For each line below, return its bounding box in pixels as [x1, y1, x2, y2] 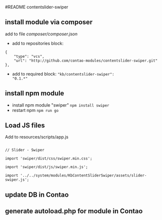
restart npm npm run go [12, 107, 59, 113]
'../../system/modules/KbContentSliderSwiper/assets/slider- [20, 173, 147, 178]
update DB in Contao [5, 190, 69, 199]
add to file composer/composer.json [5, 31, 78, 37]
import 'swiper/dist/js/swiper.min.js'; [5, 165, 89, 170]
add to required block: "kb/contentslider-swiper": [12, 71, 114, 77]
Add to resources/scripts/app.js [5, 134, 69, 140]
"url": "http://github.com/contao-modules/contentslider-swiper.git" [14, 58, 158, 63]
